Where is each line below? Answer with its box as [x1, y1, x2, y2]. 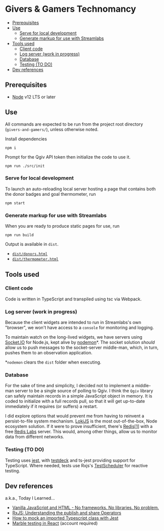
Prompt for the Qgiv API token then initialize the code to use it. [5, 154, 131, 160]
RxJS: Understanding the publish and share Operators [12, 509, 121, 516]
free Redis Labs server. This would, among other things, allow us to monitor [5, 428, 158, 435]
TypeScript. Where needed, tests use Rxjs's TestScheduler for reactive [5, 462, 148, 468]
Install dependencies [5, 136, 47, 142]
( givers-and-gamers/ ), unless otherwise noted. [5, 126, 99, 132]
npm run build [5, 233, 34, 238]
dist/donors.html [12, 252, 48, 257]
